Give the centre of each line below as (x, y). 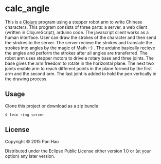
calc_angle (27, 9)
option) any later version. (30, 156)
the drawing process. (26, 79)
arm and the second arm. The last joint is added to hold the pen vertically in (81, 73)
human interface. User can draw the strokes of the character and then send (81, 37)
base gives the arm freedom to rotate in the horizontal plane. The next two (80, 63)
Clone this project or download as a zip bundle (52, 106)
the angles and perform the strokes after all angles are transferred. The (76, 53)
